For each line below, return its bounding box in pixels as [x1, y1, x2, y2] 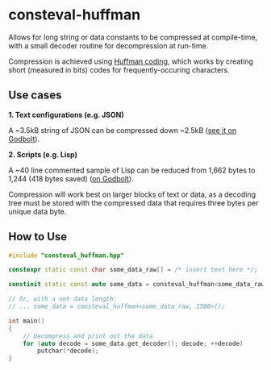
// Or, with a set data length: [8, 295, 117, 303]
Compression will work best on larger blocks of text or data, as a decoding [8, 189, 256, 199]
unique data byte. [8, 206, 67, 216]
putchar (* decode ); [37, 347, 99, 355]
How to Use [8, 230, 68, 243]
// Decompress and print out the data [23, 332, 153, 340]
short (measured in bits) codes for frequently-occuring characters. [8, 64, 230, 74]
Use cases [8, 89, 62, 102]
